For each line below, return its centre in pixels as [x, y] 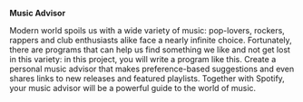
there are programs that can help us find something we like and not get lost [150, 50]
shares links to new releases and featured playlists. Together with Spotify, [147, 79]
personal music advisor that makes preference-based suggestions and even [152, 69]
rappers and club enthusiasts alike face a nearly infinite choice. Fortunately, [151, 40]
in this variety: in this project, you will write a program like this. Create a [143, 59]
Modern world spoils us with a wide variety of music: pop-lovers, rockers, [147, 30]
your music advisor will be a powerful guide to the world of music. [133, 88]
